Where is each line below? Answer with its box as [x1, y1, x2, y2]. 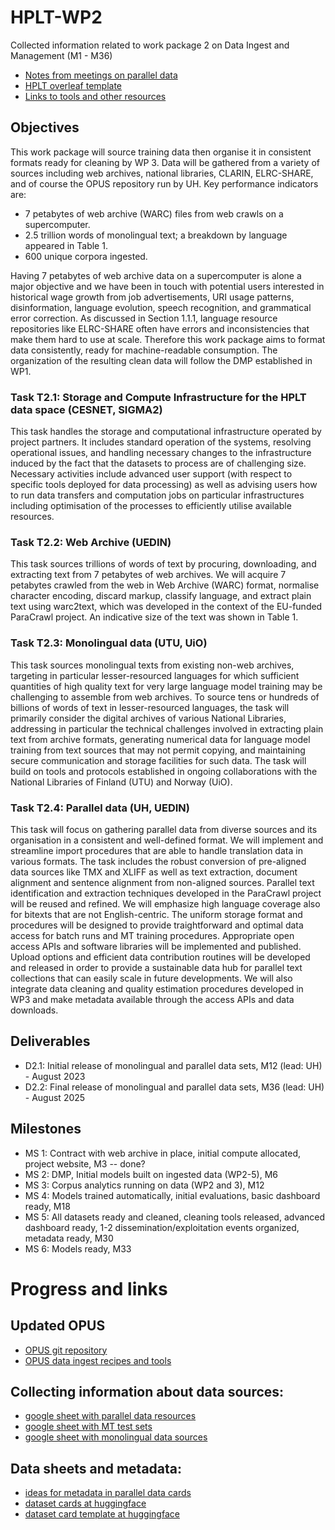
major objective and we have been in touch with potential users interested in [10, 280, 325, 292]
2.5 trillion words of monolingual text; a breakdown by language [24, 229, 288, 241]
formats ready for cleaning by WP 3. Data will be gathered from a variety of [10, 156, 320, 168]
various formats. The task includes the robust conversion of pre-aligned [10, 855, 307, 867]
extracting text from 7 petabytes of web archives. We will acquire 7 [10, 569, 287, 581]
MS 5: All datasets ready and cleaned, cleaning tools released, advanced [24, 1211, 326, 1223]
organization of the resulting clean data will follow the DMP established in [10, 354, 313, 366]
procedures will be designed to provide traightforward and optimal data [10, 919, 304, 931]
